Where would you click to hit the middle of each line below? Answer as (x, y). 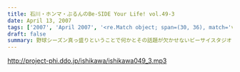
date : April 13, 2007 (40, 21)
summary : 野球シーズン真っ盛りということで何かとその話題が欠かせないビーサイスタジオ (120, 41)
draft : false (27, 34)
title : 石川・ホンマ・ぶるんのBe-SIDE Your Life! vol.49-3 (91, 14)
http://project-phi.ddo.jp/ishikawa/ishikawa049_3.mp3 (87, 61)
